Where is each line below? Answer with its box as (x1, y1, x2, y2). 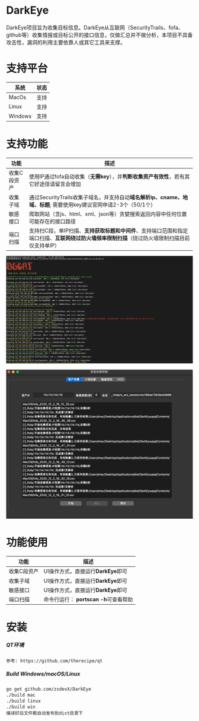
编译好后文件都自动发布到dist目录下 (6, 710, 83, 716)
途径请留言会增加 (39, 180, 81, 187)
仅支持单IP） (28, 242, 60, 249)
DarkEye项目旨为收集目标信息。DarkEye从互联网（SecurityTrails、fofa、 (6, 24, 184, 31)
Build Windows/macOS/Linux (6, 671, 81, 678)
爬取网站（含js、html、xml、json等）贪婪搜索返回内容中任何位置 (28, 210, 187, 217)
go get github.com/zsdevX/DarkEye (6, 686, 92, 692)
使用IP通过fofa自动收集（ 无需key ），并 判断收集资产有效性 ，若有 (28, 173, 185, 180)
